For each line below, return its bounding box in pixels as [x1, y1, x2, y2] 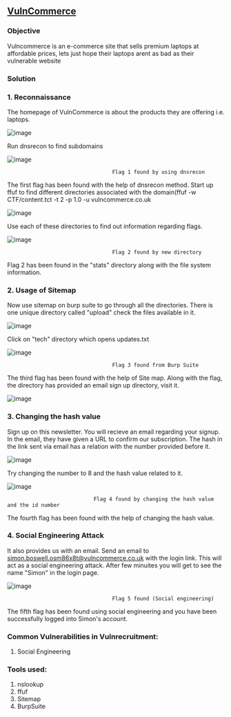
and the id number [7, 501, 60, 509]
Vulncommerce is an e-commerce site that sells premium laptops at [7, 41, 199, 50]
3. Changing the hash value [7, 412, 101, 421]
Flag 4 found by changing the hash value [93, 496, 214, 503]
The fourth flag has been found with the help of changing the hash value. [7, 514, 215, 522]
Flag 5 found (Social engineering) [112, 595, 214, 602]
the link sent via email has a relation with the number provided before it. [7, 442, 210, 450]
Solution [7, 74, 37, 83]
